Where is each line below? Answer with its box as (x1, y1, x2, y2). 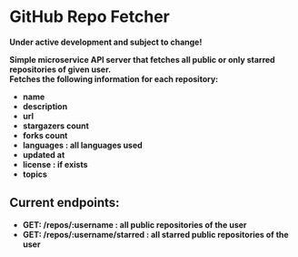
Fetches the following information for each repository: (9, 73, 219, 84)
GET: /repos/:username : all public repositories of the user (22, 219, 247, 230)
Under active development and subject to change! (9, 36, 203, 47)
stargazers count (22, 120, 89, 131)
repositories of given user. (9, 64, 112, 75)
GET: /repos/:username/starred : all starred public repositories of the (22, 229, 289, 240)
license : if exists (22, 159, 88, 170)
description (22, 100, 68, 111)
